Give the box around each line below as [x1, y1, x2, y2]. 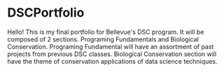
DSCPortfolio [7, 5, 85, 21]
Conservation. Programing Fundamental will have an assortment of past [7, 42, 214, 51]
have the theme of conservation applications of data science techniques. [7, 57, 218, 65]
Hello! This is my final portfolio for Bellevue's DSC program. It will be [7, 28, 204, 36]
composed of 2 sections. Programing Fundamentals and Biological [7, 35, 199, 43]
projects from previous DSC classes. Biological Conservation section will [7, 50, 217, 58]
